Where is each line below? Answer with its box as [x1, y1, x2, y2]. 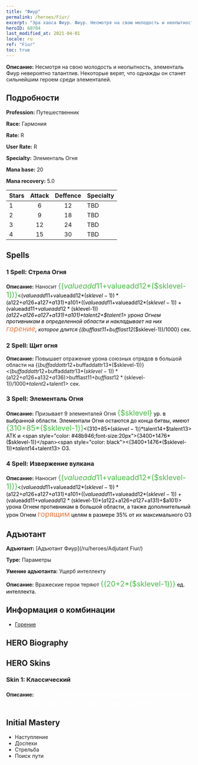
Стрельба [14, 746, 39, 753]
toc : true [6, 47, 31, 53]
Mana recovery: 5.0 [6, 177, 55, 184]
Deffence [55, 191, 81, 200]
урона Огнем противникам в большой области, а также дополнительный [6, 503, 190, 510]
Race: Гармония [6, 120, 47, 127]
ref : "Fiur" [6, 42, 35, 48]
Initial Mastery [6, 718, 60, 728]
